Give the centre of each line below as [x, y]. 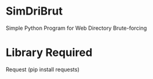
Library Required [49, 53]
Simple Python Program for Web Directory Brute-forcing [76, 28]
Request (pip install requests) [43, 69]
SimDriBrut [34, 11]
